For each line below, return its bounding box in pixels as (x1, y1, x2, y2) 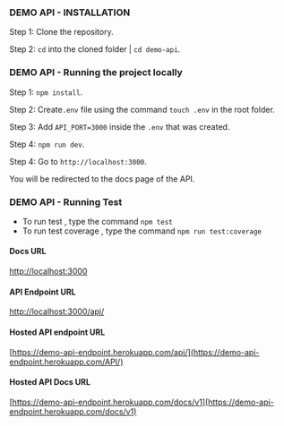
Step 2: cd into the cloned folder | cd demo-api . (9, 44, 181, 55)
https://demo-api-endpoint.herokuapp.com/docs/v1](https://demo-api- (12, 396, 275, 407)
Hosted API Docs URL (9, 377, 91, 388)
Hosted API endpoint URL (9, 327, 106, 337)
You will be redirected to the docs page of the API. (9, 173, 195, 184)
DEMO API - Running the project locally (9, 66, 184, 79)
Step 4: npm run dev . (9, 139, 85, 149)
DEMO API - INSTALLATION (9, 6, 131, 19)
